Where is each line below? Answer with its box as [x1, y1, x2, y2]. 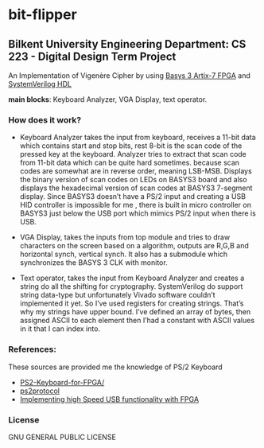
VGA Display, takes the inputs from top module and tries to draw [19, 232, 231, 242]
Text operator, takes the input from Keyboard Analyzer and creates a [19, 273, 245, 283]
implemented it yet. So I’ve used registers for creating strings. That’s [19, 298, 244, 308]
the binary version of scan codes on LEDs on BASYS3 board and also [19, 175, 248, 185]
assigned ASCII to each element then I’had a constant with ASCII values [19, 316, 255, 325]
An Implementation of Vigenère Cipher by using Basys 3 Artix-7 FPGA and [8, 71, 250, 80]
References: [8, 344, 57, 355]
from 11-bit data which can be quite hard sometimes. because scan [19, 158, 240, 168]
